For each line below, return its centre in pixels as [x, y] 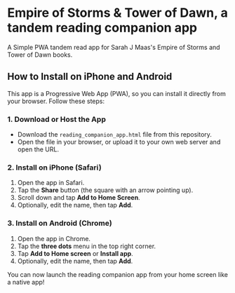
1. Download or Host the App [57, 119]
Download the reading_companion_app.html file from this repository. [115, 135]
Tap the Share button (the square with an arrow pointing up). [105, 190]
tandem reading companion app [102, 28]
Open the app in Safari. [51, 183]
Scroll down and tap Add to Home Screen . [79, 198]
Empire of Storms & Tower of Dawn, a [117, 13]
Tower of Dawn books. [40, 55]
